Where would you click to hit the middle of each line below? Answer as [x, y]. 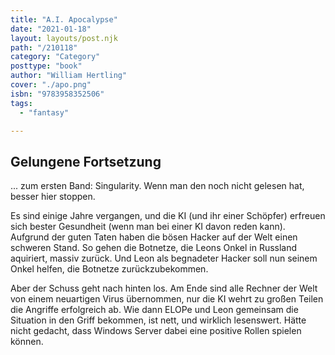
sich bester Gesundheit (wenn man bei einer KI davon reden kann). [148, 227]
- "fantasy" [44, 112]
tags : [21, 103]
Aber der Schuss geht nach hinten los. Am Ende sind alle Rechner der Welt [164, 288]
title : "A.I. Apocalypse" [64, 19]
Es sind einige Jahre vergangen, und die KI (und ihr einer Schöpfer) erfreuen [168, 216]
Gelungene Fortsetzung [86, 161]
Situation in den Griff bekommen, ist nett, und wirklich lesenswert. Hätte [158, 320]
